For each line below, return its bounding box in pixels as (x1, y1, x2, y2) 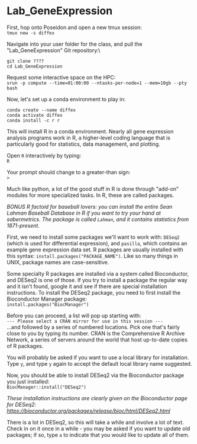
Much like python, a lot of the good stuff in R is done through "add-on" (7, 185, 179, 192)
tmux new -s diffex (7, 30, 55, 36)
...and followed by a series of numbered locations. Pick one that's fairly (7, 323, 180, 330)
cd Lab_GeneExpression (7, 63, 63, 69)
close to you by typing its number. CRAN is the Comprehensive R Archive (7, 330, 185, 337)
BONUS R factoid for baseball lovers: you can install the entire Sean (7, 203, 173, 210)
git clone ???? (7, 58, 44, 64)
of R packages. (7, 342, 44, 349)
